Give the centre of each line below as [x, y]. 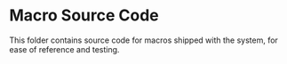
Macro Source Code [84, 16]
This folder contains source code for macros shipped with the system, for [143, 40]
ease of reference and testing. [64, 49]
